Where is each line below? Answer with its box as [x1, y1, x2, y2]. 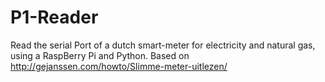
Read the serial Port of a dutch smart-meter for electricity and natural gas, [10, 39, 316, 51]
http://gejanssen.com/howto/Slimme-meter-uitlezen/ [10, 60, 228, 72]
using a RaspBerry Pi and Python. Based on [10, 49, 190, 61]
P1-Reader [10, 6, 99, 29]
